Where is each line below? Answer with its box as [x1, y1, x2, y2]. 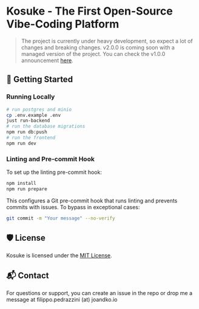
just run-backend [6, 117, 50, 124]
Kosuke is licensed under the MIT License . [6, 252, 112, 259]
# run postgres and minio [6, 106, 72, 113]
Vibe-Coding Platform [6, 17, 120, 31]
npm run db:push [6, 129, 47, 135]
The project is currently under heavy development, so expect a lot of [21, 37, 193, 44]
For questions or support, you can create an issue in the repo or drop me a [6, 290, 193, 297]
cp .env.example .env [6, 112, 61, 118]
